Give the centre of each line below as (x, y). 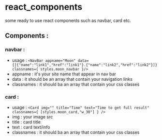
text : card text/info (31, 127)
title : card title (26, 122)
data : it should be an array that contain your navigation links (72, 79)
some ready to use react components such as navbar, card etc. (68, 20)
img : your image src (32, 117)
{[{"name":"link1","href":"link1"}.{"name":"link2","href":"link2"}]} (85, 65)
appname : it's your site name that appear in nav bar (64, 74)
